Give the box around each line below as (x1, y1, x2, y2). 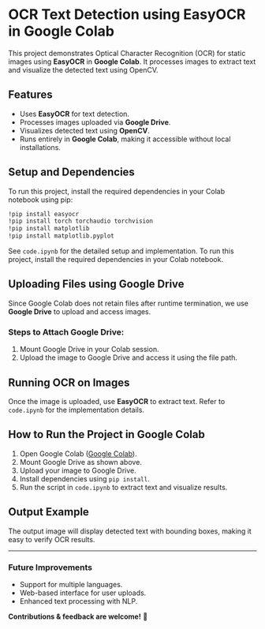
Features (8, 88, 53, 102)
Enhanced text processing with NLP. (19, 596, 138, 605)
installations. (19, 142, 62, 152)
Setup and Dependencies (8, 166, 136, 179)
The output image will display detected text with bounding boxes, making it (8, 526, 252, 536)
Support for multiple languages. (19, 579, 123, 589)
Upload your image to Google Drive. (19, 466, 136, 475)
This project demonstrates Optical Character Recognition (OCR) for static (8, 48, 246, 58)
